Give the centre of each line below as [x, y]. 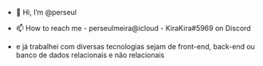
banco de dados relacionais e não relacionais [90, 55]
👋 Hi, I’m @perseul [46, 12]
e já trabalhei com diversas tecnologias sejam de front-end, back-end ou [135, 47]
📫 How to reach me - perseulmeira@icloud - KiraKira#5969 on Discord [133, 28]
